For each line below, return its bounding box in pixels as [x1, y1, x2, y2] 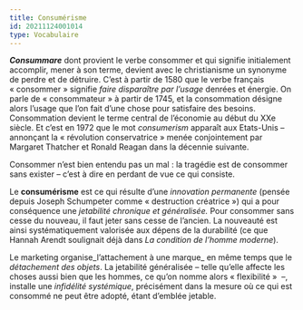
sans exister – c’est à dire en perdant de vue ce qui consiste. [9, 169, 236, 179]
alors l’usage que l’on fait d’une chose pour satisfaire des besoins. [9, 103, 256, 114]
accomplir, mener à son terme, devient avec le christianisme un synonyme [9, 64, 288, 75]
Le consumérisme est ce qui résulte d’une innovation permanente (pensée [9, 187, 290, 198]
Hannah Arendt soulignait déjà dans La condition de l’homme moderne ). [9, 235, 279, 246]
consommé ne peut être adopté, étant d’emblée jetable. [9, 291, 217, 302]
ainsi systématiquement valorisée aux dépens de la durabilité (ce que [9, 225, 269, 236]
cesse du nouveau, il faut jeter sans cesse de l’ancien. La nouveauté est [9, 215, 279, 227]
